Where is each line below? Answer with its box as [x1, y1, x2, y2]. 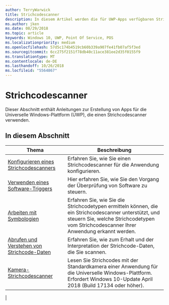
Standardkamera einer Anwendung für [67, 263, 158, 270]
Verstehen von [8, 242, 42, 249]
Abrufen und [8, 236, 38, 243]
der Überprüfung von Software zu [67, 182, 147, 189]
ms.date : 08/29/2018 [5, 26, 49, 31]
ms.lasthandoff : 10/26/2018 [5, 63, 64, 68]
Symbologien [8, 215, 39, 222]
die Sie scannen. [67, 248, 107, 255]
